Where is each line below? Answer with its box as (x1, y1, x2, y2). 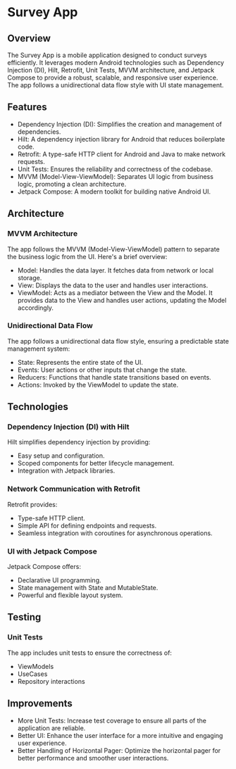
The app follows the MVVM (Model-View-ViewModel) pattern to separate (7, 244, 220, 254)
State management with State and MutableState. (17, 584, 159, 592)
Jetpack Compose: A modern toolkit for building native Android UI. (17, 187, 211, 196)
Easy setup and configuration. (17, 451, 105, 460)
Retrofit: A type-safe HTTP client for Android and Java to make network (17, 149, 226, 158)
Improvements (7, 698, 73, 710)
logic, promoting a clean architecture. (17, 180, 127, 188)
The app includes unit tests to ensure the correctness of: (7, 649, 173, 657)
